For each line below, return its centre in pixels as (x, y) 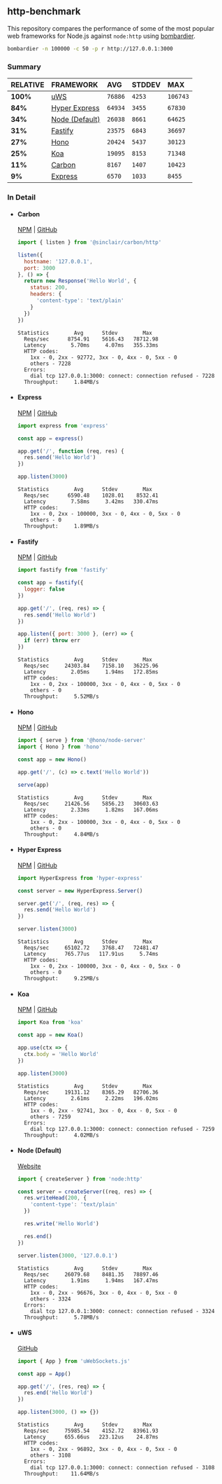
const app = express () (50, 438)
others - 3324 (51, 1299)
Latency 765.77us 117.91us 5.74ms (91, 954)
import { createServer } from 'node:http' (80, 1179)
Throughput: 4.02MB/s (61, 1135)
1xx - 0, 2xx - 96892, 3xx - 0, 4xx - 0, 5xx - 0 (104, 1450)
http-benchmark (44, 12)
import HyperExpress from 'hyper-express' (80, 878)
